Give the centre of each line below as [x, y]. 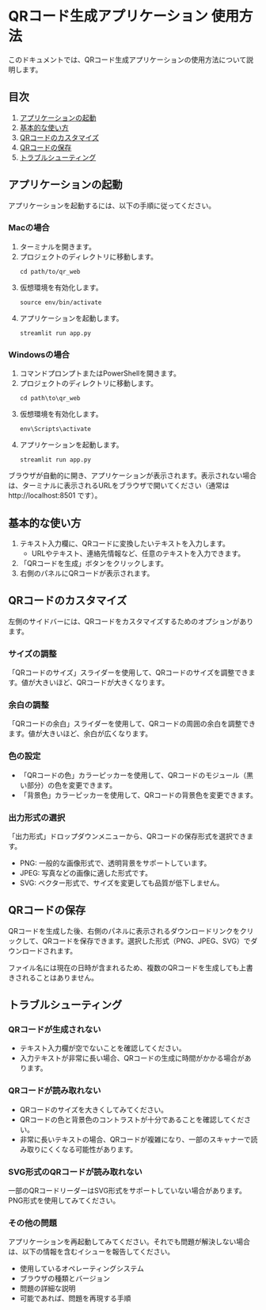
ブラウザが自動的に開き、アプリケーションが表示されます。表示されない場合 [133, 476]
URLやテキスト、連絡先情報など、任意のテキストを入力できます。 [138, 553]
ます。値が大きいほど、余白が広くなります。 [80, 734]
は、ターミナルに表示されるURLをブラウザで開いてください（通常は [119, 486]
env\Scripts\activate [55, 430]
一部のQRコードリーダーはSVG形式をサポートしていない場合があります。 [127, 1191]
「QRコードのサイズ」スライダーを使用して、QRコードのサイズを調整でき [128, 672]
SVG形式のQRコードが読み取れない [75, 1172]
